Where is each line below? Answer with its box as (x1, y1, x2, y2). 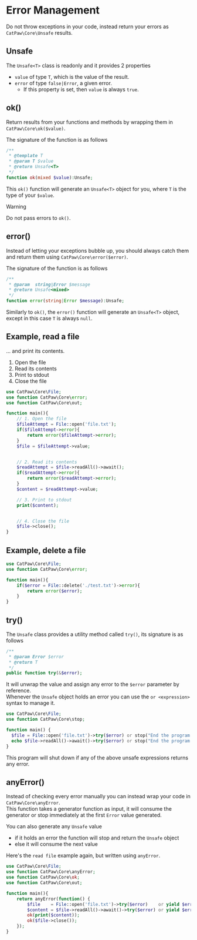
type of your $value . (6, 192, 55, 199)
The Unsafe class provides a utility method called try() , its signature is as (6, 630, 184, 638)
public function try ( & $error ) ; (6, 670, 83, 676)
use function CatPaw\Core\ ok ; (6, 874, 80, 881)
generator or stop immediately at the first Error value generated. (6, 812, 162, 819)
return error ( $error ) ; (27, 588, 83, 594)
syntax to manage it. (6, 700, 56, 707)
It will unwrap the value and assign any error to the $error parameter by (6, 681, 180, 688)
